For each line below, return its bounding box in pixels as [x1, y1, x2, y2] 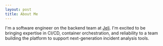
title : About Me [5, 12, 38, 16]
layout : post [5, 7, 32, 12]
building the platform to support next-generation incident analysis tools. [5, 35, 149, 41]
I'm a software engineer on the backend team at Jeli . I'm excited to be [5, 25, 145, 31]
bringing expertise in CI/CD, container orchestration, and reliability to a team [5, 30, 159, 36]
